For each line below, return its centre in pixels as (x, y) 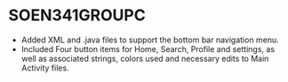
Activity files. (45, 68)
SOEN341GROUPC (77, 15)
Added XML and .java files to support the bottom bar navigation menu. (150, 40)
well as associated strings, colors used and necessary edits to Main (145, 58)
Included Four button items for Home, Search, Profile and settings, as (148, 48)
